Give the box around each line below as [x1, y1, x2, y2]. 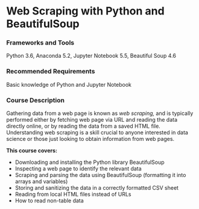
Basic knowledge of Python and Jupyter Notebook [6, 81, 131, 88]
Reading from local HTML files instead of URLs [14, 191, 131, 198]
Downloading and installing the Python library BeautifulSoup [14, 158, 165, 166]
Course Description [6, 96, 65, 104]
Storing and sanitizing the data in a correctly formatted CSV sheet [14, 184, 179, 192]
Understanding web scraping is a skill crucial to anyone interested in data [6, 129, 189, 136]
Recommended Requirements [6, 67, 95, 76]
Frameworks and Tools [6, 39, 74, 47]
